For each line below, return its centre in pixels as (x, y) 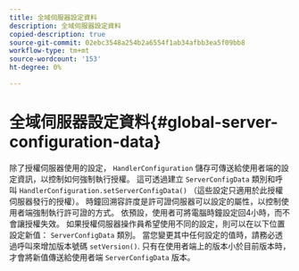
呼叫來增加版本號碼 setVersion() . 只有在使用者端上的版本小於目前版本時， (154, 246)
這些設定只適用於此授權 (240, 190)
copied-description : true (57, 34)
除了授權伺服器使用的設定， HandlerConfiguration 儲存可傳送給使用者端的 (145, 167)
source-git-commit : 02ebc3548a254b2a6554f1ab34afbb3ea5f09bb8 (127, 42)
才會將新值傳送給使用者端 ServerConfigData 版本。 (102, 257)
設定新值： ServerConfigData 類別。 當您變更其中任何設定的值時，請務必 (142, 234)
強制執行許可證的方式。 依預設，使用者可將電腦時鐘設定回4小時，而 (158, 212)
